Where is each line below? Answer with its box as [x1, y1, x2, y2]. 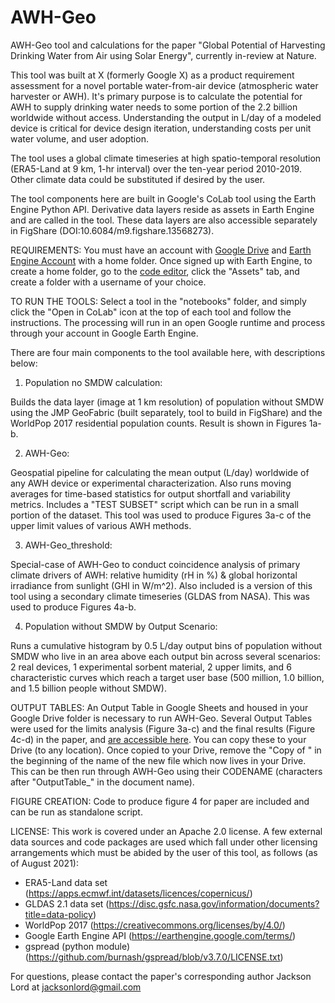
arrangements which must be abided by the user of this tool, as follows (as [10, 846, 318, 858]
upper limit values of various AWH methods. [10, 519, 192, 531]
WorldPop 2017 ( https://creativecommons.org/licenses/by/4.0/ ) [24, 919, 286, 931]
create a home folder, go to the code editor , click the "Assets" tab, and [10, 265, 300, 277]
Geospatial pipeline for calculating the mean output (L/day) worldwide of [10, 466, 310, 478]
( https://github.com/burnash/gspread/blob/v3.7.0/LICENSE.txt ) [24, 951, 284, 963]
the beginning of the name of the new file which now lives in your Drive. [10, 754, 307, 766]
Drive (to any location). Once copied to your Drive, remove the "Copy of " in [10, 744, 322, 756]
